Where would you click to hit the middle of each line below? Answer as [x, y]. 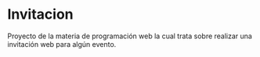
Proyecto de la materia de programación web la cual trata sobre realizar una [130, 36]
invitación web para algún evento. [62, 44]
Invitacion [40, 14]
